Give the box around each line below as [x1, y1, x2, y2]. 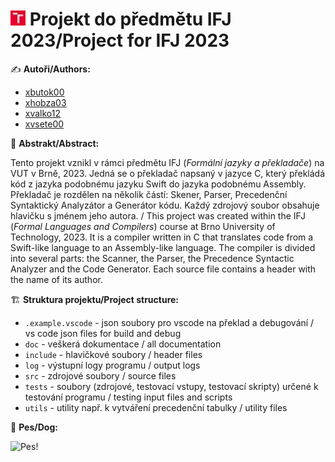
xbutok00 [24, 86, 65, 98]
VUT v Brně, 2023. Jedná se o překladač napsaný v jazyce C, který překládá [10, 167, 326, 179]
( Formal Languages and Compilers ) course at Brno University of [10, 220, 276, 232]
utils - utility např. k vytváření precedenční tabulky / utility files [24, 401, 288, 413]
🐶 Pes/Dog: [10, 421, 58, 433]
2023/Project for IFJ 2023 [10, 29, 230, 52]
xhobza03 [24, 96, 67, 108]
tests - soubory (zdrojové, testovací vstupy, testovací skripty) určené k [24, 380, 319, 392]
